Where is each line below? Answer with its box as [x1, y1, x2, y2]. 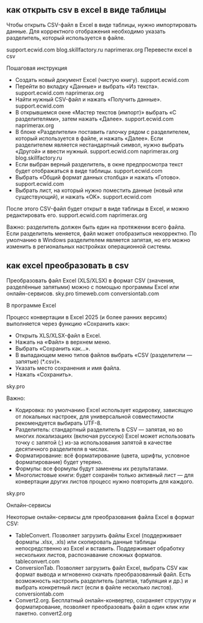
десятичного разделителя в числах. [15, 445, 109, 452]
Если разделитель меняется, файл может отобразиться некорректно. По [6, 229, 197, 237]
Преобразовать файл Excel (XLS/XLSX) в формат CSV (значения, [6, 276, 175, 284]
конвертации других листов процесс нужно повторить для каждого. [15, 477, 194, 485]
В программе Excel [6, 301, 57, 309]
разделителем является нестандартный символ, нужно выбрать [15, 141, 184, 149]
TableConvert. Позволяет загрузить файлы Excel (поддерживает [15, 531, 182, 539]
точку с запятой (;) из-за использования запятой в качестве [15, 438, 173, 446]
